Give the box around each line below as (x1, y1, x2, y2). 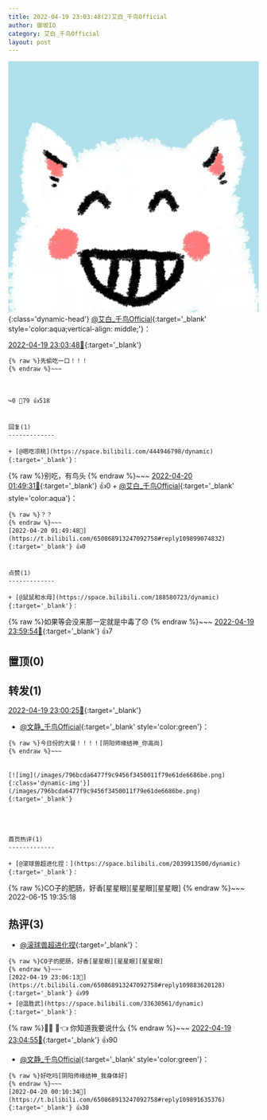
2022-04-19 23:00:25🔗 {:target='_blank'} (8, 706, 141, 715)
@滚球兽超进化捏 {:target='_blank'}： (19, 940, 141, 950)
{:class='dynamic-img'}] (8, 779, 91, 788)
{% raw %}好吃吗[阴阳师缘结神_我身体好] (8, 1072, 129, 1080)
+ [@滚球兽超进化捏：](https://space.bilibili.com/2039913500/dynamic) (8, 860, 241, 868)
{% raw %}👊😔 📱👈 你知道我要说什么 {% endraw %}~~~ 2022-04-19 (8, 1024, 232, 1033)
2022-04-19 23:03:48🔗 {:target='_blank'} (8, 340, 142, 350)
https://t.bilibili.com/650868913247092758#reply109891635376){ (8, 1096, 226, 1104)
